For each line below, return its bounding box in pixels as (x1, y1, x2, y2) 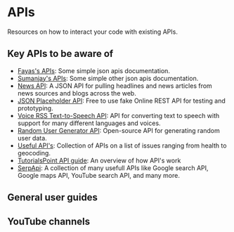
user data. (17, 134, 47, 142)
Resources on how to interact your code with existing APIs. (7, 27, 178, 36)
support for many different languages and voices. (17, 119, 161, 127)
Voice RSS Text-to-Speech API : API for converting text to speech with (17, 111, 220, 120)
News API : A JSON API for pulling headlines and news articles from (17, 82, 212, 90)
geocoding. (17, 148, 51, 157)
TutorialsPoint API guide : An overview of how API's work (17, 156, 181, 165)
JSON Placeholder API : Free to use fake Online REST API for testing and (17, 96, 226, 105)
